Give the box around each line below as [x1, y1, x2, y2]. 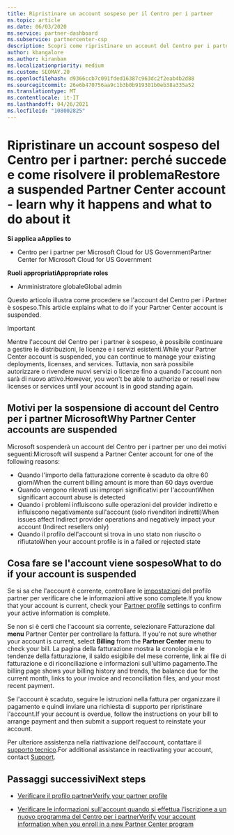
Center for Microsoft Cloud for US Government [17, 255, 152, 263]
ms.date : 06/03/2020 [7, 23, 68, 30]
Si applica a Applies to [7, 234, 72, 242]
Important [7, 324, 36, 332]
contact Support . [7, 753, 56, 761]
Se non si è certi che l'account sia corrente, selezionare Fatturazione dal [7, 623, 214, 631]
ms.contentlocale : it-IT [7, 95, 79, 102]
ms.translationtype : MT [7, 88, 77, 95]
